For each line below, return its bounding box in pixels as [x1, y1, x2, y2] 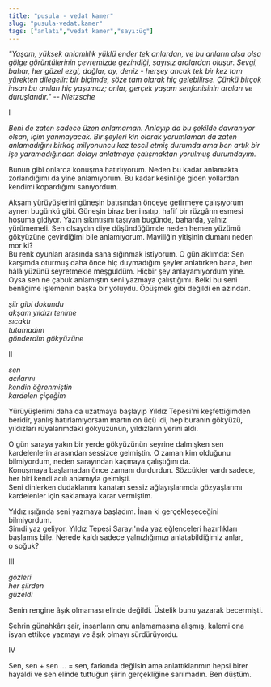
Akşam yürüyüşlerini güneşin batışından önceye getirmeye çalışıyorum [8, 197, 244, 207]
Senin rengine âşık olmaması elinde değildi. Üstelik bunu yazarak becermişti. [8, 605, 264, 615]
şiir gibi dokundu [8, 299, 65, 309]
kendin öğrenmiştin [8, 382, 73, 392]
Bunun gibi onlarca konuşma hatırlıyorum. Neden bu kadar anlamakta [8, 165, 239, 175]
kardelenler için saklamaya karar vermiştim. [8, 491, 154, 501]
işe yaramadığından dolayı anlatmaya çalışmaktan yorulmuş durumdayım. [8, 149, 256, 159]
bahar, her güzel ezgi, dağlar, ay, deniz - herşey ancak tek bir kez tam [8, 66, 243, 76]
